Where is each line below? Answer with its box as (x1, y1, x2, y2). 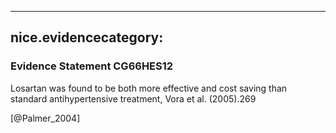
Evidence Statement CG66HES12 (10, 59, 174, 73)
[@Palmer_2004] (10, 112, 81, 124)
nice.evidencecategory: (10, 29, 164, 46)
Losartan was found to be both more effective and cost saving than (10, 82, 288, 94)
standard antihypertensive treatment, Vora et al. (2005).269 (10, 92, 257, 105)
